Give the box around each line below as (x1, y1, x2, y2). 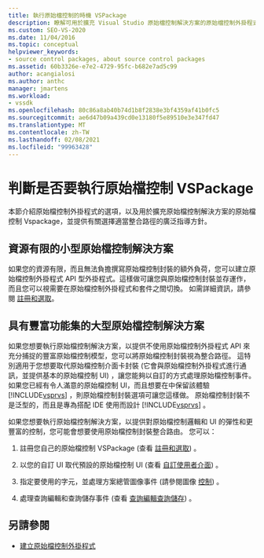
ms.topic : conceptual (8, 41, 79, 49)
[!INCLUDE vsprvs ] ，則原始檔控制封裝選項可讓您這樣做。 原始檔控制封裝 (8, 390, 244, 399)
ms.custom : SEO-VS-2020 (8, 26, 86, 34)
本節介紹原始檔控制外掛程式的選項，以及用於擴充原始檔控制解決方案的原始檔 (8, 207, 256, 216)
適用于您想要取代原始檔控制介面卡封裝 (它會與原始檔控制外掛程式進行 (14, 361, 240, 370)
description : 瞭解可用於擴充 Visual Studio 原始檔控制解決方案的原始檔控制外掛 (8, 19, 247, 27)
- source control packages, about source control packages (8, 56, 206, 64)
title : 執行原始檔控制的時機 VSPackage (8, 11, 127, 20)
